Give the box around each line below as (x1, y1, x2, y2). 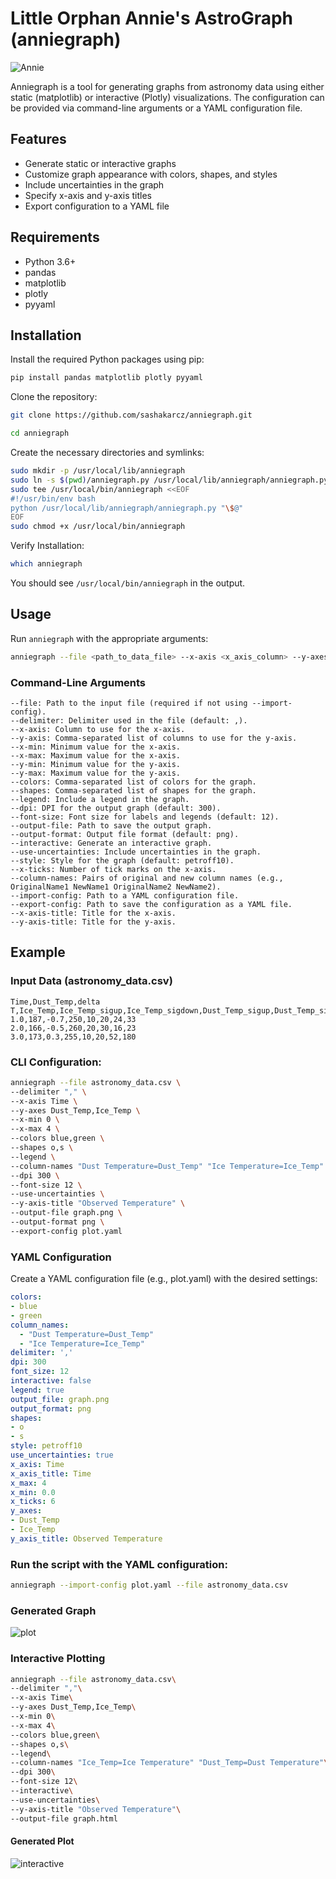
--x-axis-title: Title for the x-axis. (10, 908, 177, 918)
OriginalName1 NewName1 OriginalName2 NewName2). (10, 882, 222, 892)
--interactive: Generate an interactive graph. (10, 838, 213, 848)
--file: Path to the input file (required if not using (10, 698, 248, 708)
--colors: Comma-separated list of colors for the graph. (10, 777, 257, 787)
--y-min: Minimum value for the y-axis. (10, 759, 182, 769)
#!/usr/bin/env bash (10, 493, 97, 504)
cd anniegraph (10, 428, 70, 439)
